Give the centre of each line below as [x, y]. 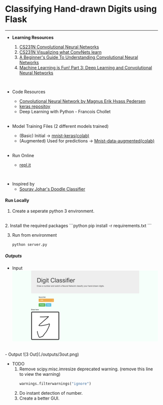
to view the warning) [40, 374]
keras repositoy [35, 106]
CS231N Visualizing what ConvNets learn [60, 52]
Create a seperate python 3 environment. [53, 211]
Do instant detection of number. [51, 393]
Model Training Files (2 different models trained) [60, 126]
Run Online [23, 155]
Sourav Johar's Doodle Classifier [52, 189]
